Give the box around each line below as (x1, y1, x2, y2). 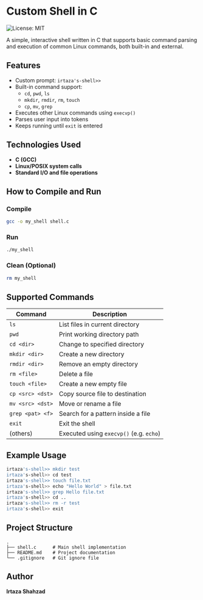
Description (92, 310, 128, 318)
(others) (9, 429, 33, 438)
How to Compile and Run (6, 186, 101, 196)
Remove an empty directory (58, 360, 139, 368)
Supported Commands (6, 291, 94, 302)
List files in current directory (58, 320, 140, 329)
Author (6, 571, 33, 582)
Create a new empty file (58, 380, 128, 388)
